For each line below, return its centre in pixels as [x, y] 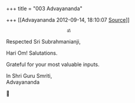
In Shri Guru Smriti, [29, 76]
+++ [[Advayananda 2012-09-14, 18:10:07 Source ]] [68, 20]
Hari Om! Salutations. [32, 53]
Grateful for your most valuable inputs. [53, 64]
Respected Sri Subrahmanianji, [43, 41]
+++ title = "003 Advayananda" [44, 9]
